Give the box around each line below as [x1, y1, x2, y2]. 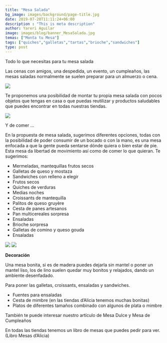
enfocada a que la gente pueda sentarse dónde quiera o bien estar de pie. [5, 142, 158, 148]
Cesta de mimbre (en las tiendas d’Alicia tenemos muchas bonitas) [12, 297, 149, 303]
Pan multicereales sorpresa [12, 211, 69, 217]
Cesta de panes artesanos [12, 205, 67, 211]
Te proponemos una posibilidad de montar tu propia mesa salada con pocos [5, 92, 162, 98]
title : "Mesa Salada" [5, 7, 50, 13]
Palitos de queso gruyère [12, 200, 64, 206]
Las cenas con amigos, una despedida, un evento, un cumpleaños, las [5, 68, 150, 74]
